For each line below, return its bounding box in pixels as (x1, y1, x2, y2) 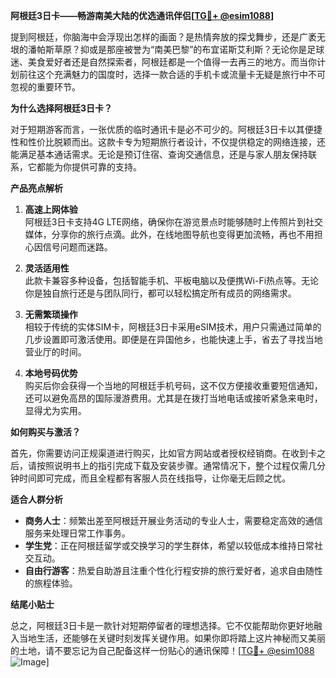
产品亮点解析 (10, 182, 63, 194)
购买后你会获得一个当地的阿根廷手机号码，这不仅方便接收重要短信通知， (24, 380, 323, 391)
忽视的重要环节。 (10, 81, 81, 93)
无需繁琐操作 (24, 309, 78, 320)
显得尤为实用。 (24, 405, 87, 416)
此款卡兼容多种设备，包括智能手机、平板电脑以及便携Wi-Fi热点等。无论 (24, 275, 320, 286)
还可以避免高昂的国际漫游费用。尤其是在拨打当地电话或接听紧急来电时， (24, 392, 323, 404)
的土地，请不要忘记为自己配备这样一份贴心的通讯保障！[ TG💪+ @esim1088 (10, 645, 315, 656)
